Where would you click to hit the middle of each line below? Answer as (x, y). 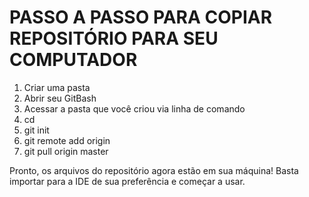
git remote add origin (67, 140)
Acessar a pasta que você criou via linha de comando (134, 108)
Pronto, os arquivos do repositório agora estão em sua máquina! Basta (154, 170)
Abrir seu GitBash (60, 98)
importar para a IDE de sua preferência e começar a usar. (127, 181)
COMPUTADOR (73, 60)
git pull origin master (66, 151)
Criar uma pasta (57, 87)
